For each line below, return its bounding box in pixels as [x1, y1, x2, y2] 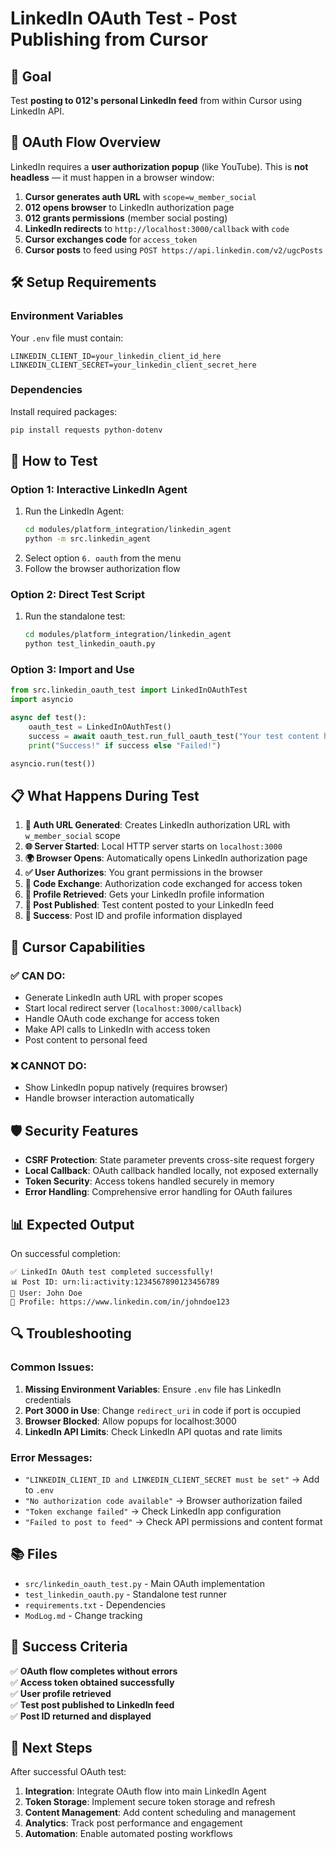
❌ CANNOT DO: [10, 1059, 87, 1072]
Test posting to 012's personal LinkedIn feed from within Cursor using [10, 95, 303, 106]
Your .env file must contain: [10, 332, 124, 344]
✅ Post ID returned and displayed [10, 1710, 152, 1722]
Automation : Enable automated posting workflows [24, 1828, 233, 1840]
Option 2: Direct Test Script [10, 588, 146, 602]
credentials [24, 1393, 72, 1406]
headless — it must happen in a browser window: [10, 171, 215, 183]
